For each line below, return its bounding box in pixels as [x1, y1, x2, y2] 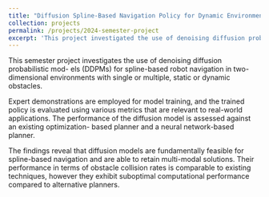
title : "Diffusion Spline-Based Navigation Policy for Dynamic [8, 11, 224, 20]
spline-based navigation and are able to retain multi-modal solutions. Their [8, 155, 255, 164]
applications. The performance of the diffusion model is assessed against [8, 113, 251, 124]
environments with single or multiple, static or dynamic [50, 73, 231, 82]
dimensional [8, 73, 49, 82]
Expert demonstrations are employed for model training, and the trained [8, 97, 245, 106]
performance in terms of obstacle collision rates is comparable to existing [8, 163, 251, 172]
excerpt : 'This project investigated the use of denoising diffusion [8, 33, 246, 42]
